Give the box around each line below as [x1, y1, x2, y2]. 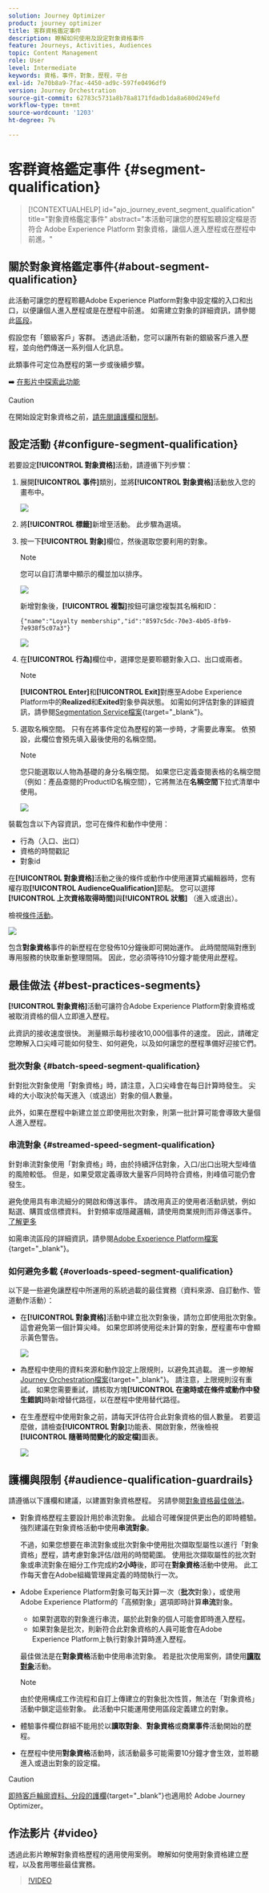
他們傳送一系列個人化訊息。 [35, 342, 128, 352]
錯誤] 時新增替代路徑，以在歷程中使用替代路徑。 [26, 1395, 185, 1405]
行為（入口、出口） [19, 836, 84, 846]
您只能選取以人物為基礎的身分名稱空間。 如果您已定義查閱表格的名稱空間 [19, 767, 261, 777]
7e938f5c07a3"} [19, 624, 71, 633]
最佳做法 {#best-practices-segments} [8, 978, 202, 992]
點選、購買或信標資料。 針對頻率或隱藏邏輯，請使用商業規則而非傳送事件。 [8, 1206, 256, 1216]
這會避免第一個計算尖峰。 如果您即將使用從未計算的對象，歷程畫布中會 [19, 1323, 254, 1332]
